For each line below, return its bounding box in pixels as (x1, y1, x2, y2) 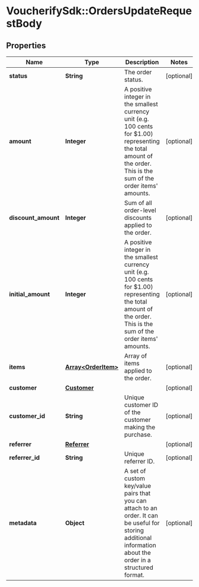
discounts (124, 214, 152, 222)
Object (65, 519, 85, 527)
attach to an (124, 504, 158, 512)
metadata (9, 519, 37, 527)
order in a (124, 556, 151, 564)
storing (124, 526, 144, 534)
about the (124, 548, 151, 557)
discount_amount (9, 214, 60, 222)
